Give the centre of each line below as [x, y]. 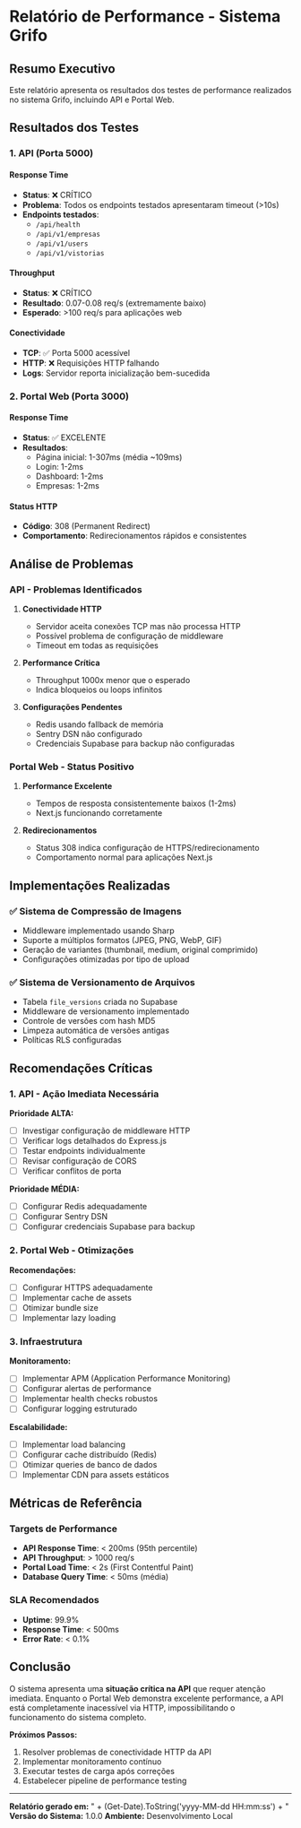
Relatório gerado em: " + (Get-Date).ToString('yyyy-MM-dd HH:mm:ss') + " [149, 1806]
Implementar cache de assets [77, 1297]
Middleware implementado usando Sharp [98, 931]
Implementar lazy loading [69, 1317]
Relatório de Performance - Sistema [145, 17]
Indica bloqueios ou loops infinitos [99, 689]
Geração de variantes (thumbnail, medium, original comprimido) [140, 949]
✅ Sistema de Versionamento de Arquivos [102, 982]
